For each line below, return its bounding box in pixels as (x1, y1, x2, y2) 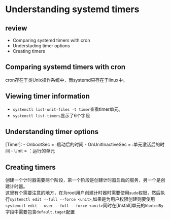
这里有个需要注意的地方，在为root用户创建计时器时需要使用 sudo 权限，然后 (5, 190, 161, 196)
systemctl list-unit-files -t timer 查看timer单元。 (12, 106, 123, 112)
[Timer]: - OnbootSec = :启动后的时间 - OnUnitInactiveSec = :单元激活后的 (5, 141, 160, 148)
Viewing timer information (5, 92, 90, 101)
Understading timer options (12, 43, 70, 49)
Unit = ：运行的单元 (14, 148, 55, 154)
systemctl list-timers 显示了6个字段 (12, 112, 90, 118)
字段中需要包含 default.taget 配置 (5, 209, 75, 215)
